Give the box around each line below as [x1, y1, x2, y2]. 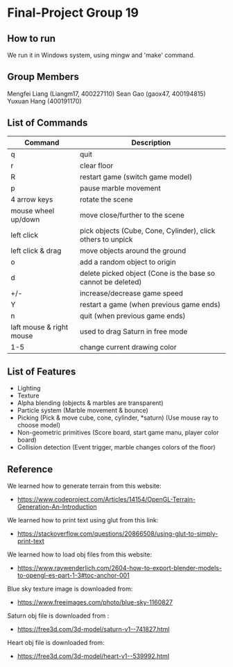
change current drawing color [79, 342, 177, 352]
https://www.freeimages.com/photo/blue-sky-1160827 [17, 598, 173, 607]
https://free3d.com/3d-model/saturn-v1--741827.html [17, 625, 170, 634]
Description [131, 138, 171, 147]
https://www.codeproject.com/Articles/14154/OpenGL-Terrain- [17, 495, 196, 504]
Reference [7, 463, 53, 475]
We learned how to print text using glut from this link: [7, 516, 159, 525]
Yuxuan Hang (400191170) [7, 97, 82, 105]
